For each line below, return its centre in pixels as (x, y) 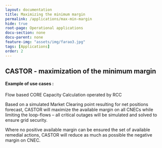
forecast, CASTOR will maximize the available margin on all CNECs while (79, 110)
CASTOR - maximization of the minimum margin (81, 71)
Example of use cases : (29, 84)
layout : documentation (29, 10)
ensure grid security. (26, 120)
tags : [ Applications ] (28, 47)
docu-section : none (25, 33)
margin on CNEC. (23, 140)
